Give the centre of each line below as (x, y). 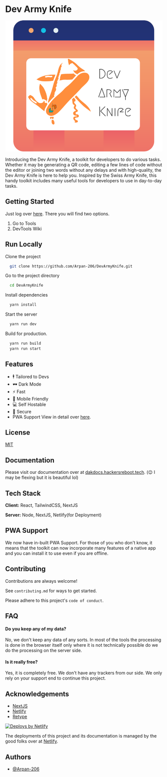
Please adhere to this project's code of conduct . (54, 600)
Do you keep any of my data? (36, 629)
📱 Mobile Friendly (30, 398)
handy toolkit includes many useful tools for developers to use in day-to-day (83, 180)
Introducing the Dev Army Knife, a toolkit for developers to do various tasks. (83, 159)
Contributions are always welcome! (41, 581)
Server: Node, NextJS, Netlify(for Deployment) (53, 515)
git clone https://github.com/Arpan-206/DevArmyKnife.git (71, 266)
